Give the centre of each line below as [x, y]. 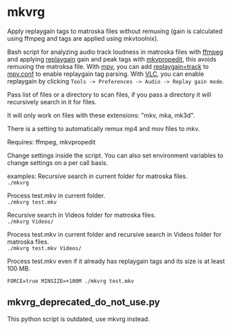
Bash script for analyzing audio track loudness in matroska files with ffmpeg [115, 52]
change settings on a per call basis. [58, 162]
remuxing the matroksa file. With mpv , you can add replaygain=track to [108, 66]
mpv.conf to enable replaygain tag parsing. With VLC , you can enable [106, 74]
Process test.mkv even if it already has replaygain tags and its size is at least [116, 261]
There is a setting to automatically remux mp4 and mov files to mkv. [104, 128]
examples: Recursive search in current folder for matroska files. [97, 176]
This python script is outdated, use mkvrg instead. [78, 319]
